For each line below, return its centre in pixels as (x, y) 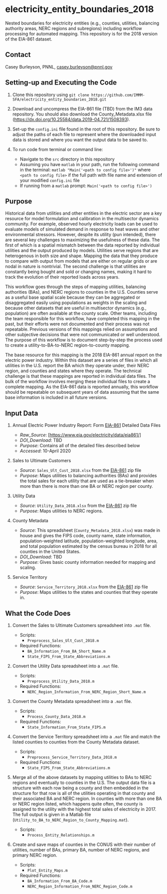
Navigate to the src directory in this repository (67, 159)
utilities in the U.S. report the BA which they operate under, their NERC (77, 366)
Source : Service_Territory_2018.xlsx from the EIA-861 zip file (84, 587)
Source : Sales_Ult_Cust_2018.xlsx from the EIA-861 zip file (81, 470)
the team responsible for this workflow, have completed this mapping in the (83, 319)
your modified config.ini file (50, 180)
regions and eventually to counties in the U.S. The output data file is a (84, 782)
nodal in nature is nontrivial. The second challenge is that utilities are (76, 267)
